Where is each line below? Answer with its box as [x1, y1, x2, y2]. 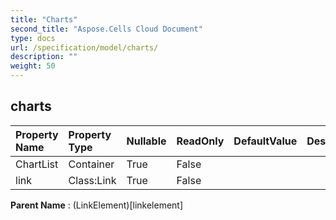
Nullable [126, 134, 167, 148]
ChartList [15, 157, 59, 171]
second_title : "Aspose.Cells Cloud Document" [10, 24, 203, 34]
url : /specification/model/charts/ [10, 42, 159, 53]
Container [68, 157, 115, 171]
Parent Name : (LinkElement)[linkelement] [10, 199, 184, 211]
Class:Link [68, 173, 117, 187]
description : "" [10, 52, 78, 62]
